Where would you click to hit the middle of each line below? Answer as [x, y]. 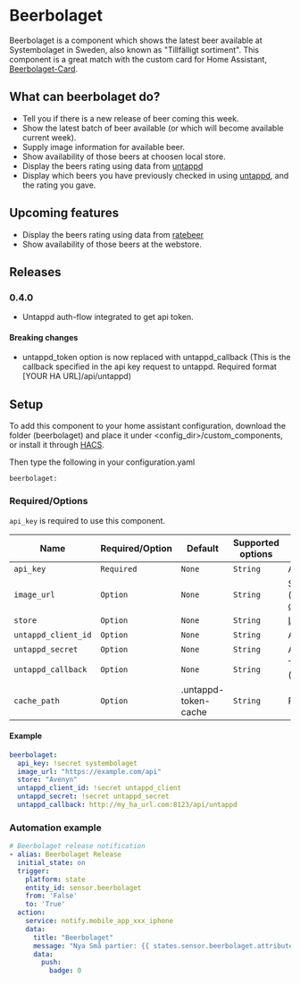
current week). [49, 137]
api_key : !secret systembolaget [78, 763]
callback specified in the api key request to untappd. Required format [149, 366]
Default [202, 548]
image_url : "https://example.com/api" [90, 771]
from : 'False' [51, 896]
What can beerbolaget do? [85, 97]
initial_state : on [52, 862]
